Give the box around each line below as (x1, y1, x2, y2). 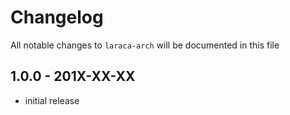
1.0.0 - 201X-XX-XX (10, 68, 136, 85)
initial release (24, 94, 80, 106)
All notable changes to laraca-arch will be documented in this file (10, 39, 280, 51)
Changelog (10, 6, 104, 29)
